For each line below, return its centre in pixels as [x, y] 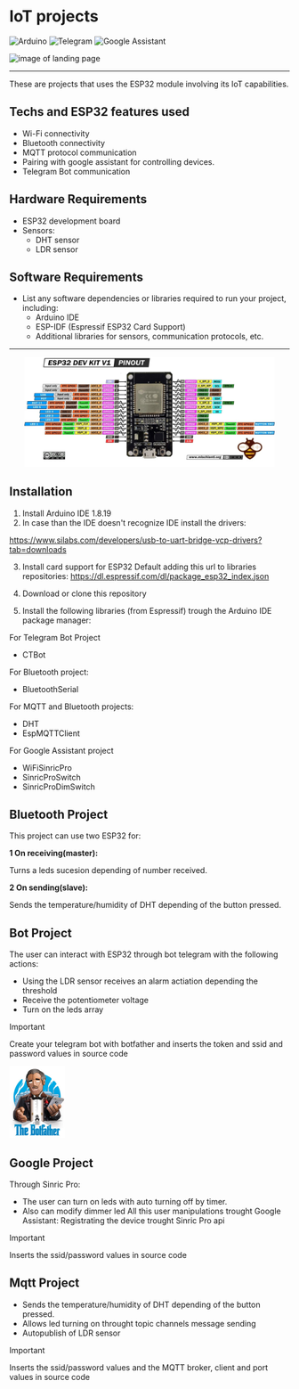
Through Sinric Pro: [45, 1185]
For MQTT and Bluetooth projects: [72, 707]
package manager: [57, 620]
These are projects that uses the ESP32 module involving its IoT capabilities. [149, 84]
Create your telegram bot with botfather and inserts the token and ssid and [146, 1044]
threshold [40, 991]
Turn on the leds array [63, 1009]
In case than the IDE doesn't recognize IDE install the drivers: [134, 522]
